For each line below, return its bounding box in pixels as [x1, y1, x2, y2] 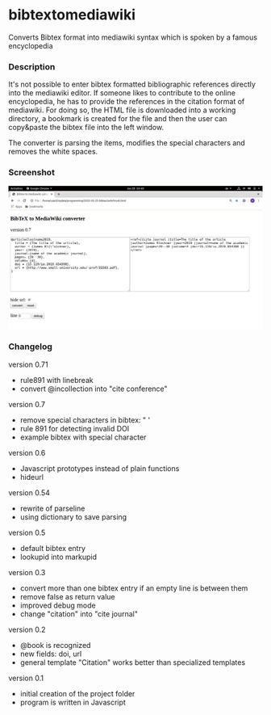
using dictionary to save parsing [19, 511, 127, 522]
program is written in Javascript [19, 697, 127, 707]
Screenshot [8, 167, 55, 179]
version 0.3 [8, 567, 46, 577]
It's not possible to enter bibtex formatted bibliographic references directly [8, 79, 256, 90]
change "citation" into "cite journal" [19, 608, 139, 619]
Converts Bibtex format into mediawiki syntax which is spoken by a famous [8, 32, 258, 42]
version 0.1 [8, 673, 44, 683]
